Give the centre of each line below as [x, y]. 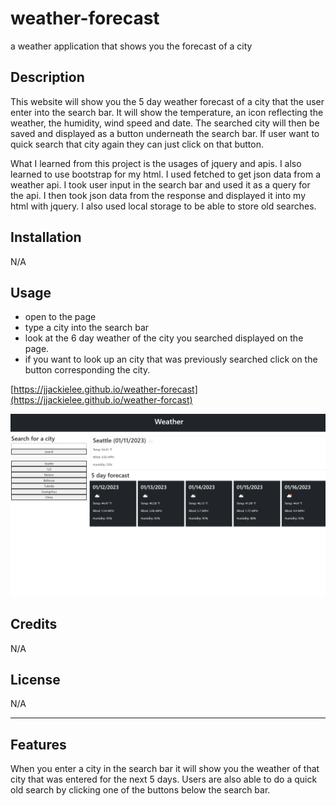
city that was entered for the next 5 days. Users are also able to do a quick [164, 779]
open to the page [60, 317]
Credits [34, 624]
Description [47, 77]
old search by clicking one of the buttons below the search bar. [140, 790]
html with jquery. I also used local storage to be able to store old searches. [163, 206]
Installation [46, 237]
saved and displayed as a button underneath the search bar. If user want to [165, 133]
